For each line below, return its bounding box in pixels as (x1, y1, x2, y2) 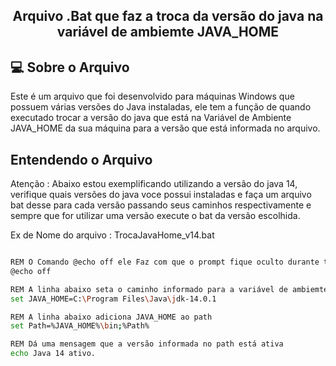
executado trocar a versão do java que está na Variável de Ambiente (10, 112, 292, 124)
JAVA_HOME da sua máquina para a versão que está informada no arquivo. (10, 122, 321, 134)
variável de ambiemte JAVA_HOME (56, 24, 280, 41)
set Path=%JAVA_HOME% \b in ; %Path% (10, 321, 150, 331)
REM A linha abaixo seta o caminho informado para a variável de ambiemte (10, 284, 329, 294)
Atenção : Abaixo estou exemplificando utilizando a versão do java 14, (10, 178, 298, 190)
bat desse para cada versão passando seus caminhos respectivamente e (10, 199, 312, 211)
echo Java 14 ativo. (10, 349, 97, 359)
